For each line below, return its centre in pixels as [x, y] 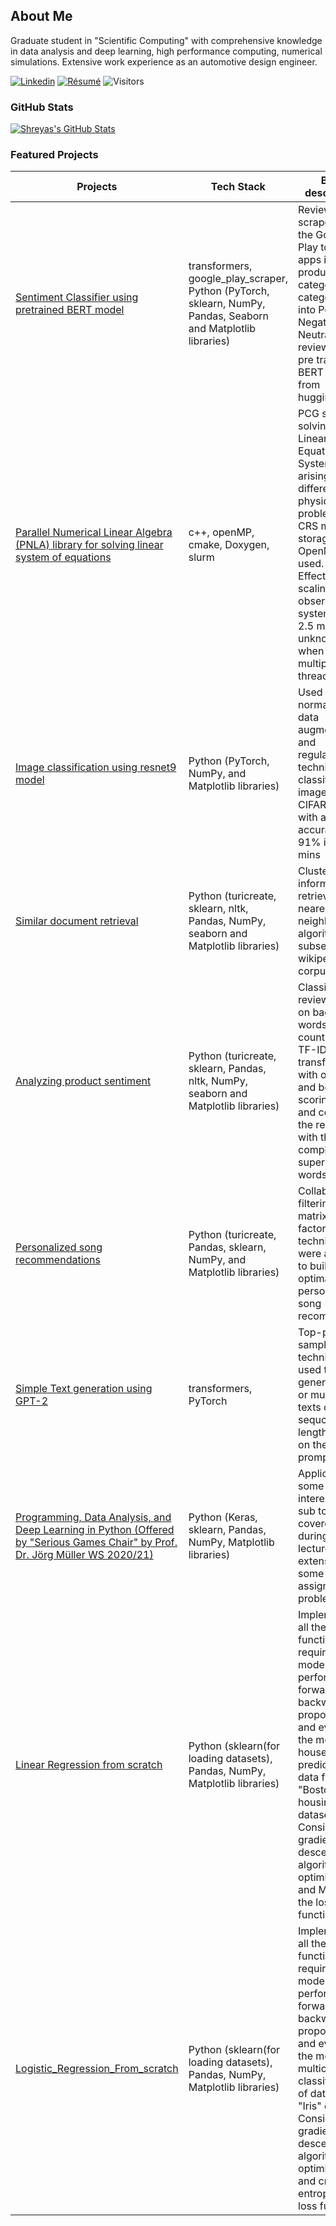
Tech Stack [238, 187]
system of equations [63, 557]
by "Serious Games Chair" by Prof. [96, 1542]
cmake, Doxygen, [229, 545]
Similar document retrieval [77, 921]
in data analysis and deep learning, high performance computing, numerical [166, 51]
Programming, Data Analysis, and [93, 1517]
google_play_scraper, [238, 279]
